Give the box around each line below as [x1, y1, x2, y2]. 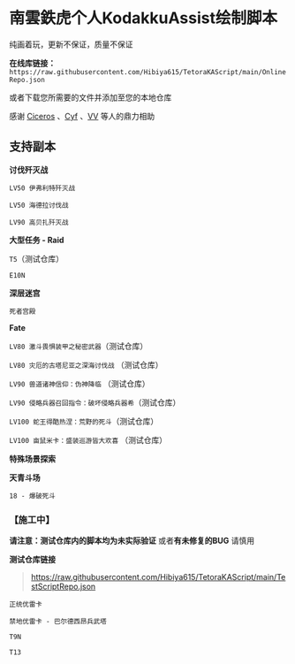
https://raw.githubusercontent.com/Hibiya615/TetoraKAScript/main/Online [9, 67, 287, 76]
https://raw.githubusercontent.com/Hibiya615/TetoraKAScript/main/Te [30, 572, 286, 583]
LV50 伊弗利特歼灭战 [9, 183, 76, 193]
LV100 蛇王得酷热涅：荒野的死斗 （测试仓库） [9, 416, 159, 426]
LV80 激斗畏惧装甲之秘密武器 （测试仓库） [9, 340, 148, 351]
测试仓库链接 [9, 554, 56, 565]
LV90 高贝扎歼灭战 [9, 218, 69, 226]
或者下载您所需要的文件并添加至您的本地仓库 [9, 92, 172, 103]
